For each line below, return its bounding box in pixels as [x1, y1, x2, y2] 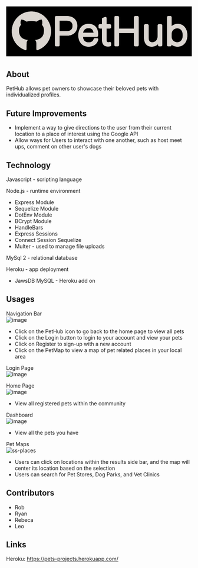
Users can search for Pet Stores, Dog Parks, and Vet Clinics [14, 470, 160, 478]
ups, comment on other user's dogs [14, 143, 102, 150]
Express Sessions [14, 230, 58, 237]
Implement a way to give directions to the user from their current [14, 124, 172, 131]
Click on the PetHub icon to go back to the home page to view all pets [14, 328, 184, 335]
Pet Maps [6, 440, 29, 447]
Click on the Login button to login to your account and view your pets [14, 334, 183, 341]
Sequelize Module [14, 205, 59, 212]
